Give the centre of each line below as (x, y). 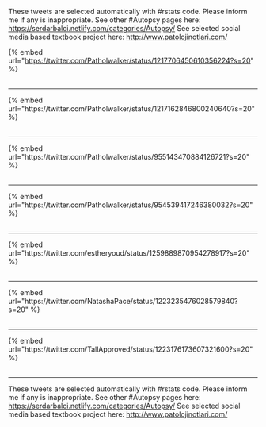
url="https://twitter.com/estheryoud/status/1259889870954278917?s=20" (129, 253)
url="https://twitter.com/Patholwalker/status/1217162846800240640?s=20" (132, 109)
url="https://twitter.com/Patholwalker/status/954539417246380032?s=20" (131, 205)
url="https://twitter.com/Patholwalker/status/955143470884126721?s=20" (129, 157)
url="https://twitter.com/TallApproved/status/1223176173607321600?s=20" (131, 349)
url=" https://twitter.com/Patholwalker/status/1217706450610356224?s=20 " (131, 60)
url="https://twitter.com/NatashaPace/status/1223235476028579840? (123, 301)
